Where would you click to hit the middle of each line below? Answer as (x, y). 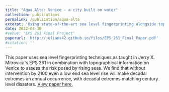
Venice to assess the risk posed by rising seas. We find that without (75, 68)
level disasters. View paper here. (39, 84)
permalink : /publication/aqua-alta (43, 19)
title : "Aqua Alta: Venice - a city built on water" (62, 10)
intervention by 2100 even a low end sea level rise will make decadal (76, 73)
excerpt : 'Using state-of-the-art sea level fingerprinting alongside (81, 24)
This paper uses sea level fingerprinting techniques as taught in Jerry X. (80, 57)
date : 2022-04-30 (23, 29)
